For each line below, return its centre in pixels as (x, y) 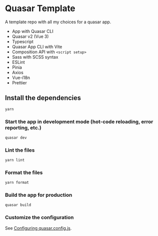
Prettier (19, 82)
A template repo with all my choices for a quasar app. (58, 22)
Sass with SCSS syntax (35, 57)
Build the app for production (39, 195)
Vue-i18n (21, 78)
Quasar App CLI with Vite (37, 47)
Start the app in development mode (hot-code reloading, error (79, 122)
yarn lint (15, 160)
